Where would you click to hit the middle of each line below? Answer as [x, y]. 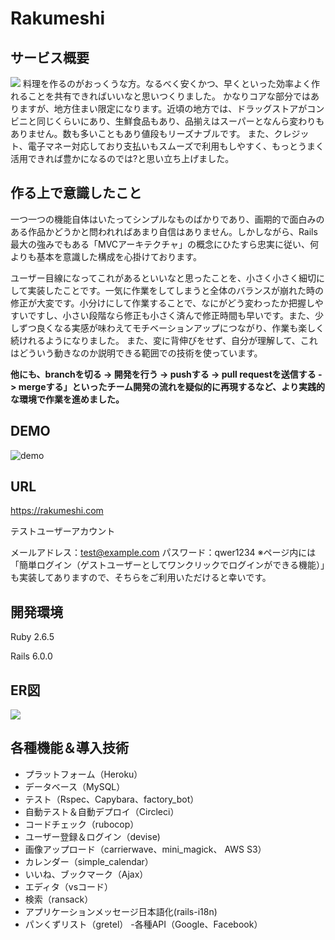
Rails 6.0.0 [31, 656]
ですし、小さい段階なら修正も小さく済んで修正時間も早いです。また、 [171, 315]
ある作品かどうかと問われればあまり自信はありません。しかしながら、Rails [164, 231]
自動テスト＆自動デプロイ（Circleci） [102, 811]
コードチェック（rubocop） [82, 824]
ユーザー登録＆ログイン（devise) [92, 836]
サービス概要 [50, 57]
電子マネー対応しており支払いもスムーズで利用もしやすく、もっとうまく [176, 146]
